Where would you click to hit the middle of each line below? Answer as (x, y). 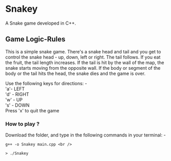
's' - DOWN (17, 105)
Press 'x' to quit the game (33, 110)
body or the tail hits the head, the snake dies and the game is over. (76, 73)
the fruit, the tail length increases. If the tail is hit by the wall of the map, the (85, 63)
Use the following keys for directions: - (46, 83)
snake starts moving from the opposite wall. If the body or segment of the (83, 68)
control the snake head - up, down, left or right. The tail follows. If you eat (83, 57)
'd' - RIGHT (17, 94)
